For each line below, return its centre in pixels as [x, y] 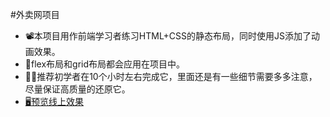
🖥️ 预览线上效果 [54, 101]
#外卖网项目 [35, 14]
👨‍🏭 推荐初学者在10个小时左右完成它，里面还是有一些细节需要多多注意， [171, 76]
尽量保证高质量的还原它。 [77, 89]
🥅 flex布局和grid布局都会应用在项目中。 [105, 64]
